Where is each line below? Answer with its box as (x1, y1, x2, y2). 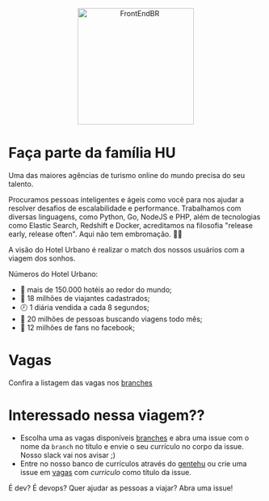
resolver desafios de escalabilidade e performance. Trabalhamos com (8, 203, 242, 213)
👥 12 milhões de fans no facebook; (19, 322, 136, 332)
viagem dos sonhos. (8, 253, 76, 263)
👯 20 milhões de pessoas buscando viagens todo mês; (19, 314, 204, 324)
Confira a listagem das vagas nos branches (8, 377, 153, 388)
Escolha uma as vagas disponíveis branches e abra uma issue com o (19, 433, 250, 443)
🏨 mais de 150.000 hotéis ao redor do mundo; (19, 284, 172, 295)
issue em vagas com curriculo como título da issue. (19, 467, 191, 477)
